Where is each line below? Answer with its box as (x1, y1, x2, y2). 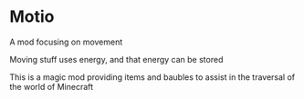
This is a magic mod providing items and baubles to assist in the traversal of (9, 71, 295, 83)
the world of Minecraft (9, 81, 94, 92)
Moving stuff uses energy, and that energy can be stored (9, 54, 224, 64)
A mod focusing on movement (9, 36, 123, 47)
